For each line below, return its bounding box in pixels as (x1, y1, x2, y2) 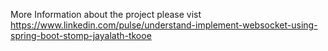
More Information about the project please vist (10, 9, 202, 20)
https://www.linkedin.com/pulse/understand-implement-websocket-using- (10, 19, 318, 31)
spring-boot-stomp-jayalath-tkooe (10, 30, 152, 41)
